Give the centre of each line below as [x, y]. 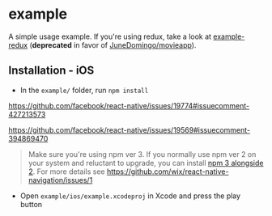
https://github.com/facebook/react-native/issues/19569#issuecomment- [130, 129]
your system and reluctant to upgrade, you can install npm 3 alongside [146, 163]
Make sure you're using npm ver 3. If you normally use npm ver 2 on [142, 154]
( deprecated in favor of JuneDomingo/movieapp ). [113, 44]
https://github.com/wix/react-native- [168, 172]
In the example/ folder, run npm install [84, 90]
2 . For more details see [66, 172]
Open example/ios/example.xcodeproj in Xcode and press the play [130, 196]
